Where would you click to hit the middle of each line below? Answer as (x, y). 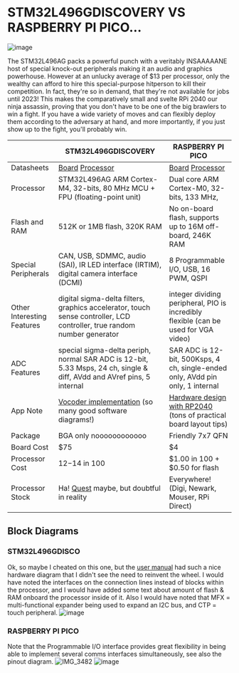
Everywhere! (190, 479)
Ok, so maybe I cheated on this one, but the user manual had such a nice (115, 567)
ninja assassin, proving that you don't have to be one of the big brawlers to (117, 106)
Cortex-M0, (189, 188)
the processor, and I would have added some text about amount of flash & (116, 590)
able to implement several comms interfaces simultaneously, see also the (115, 654)
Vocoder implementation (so (106, 402)
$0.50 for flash (194, 467)
